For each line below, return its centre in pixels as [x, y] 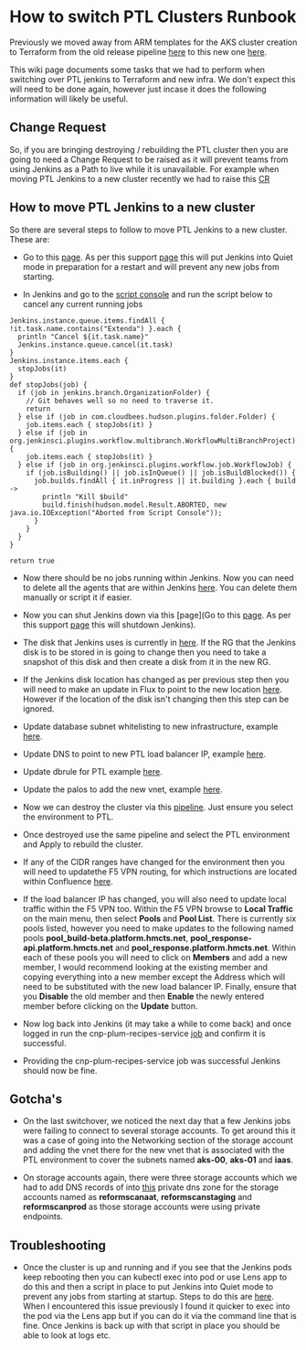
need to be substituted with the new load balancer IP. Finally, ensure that [159, 986]
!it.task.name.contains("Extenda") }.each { [95, 328]
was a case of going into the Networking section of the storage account [158, 1141]
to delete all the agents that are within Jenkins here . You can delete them [160, 587]
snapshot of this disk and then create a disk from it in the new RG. [147, 661]
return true [32, 561]
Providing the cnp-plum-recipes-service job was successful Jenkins [152, 1061]
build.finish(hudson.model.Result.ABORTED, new [134, 505]
